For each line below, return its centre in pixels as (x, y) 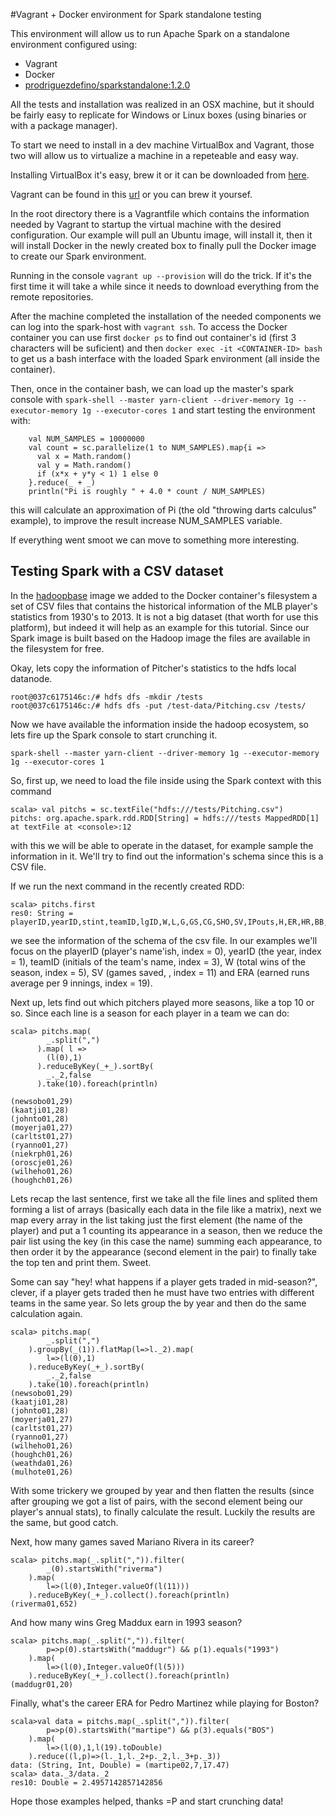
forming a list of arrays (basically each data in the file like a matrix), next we (166, 1209)
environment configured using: (74, 44)
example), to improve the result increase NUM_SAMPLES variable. (146, 520)
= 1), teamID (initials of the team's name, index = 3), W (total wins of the (158, 961)
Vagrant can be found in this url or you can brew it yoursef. (131, 194)
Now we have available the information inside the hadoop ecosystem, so (159, 724)
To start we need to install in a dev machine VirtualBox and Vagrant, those (162, 145)
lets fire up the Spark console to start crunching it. (114, 735)
